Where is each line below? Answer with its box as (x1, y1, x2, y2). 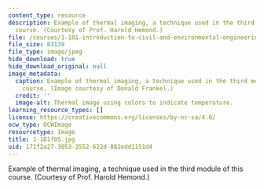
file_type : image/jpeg (8, 48, 82, 56)
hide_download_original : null (8, 63, 108, 71)
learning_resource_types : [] (8, 107, 104, 114)
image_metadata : (8, 70, 61, 78)
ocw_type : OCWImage (8, 121, 72, 129)
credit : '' (15, 92, 51, 100)
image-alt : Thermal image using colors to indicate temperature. (15, 99, 234, 107)
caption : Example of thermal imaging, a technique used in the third (15, 77, 247, 85)
